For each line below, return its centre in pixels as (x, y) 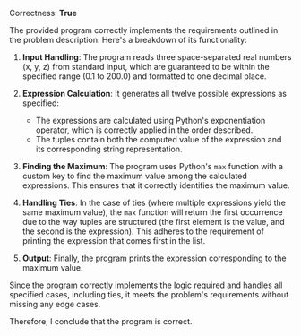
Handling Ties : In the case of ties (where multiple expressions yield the (154, 202)
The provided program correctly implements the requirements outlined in (144, 30)
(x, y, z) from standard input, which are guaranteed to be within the (146, 67)
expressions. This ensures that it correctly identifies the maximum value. (156, 185)
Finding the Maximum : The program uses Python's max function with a (153, 166)
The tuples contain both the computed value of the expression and (159, 139)
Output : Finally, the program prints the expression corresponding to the (154, 258)
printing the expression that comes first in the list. (114, 241)
